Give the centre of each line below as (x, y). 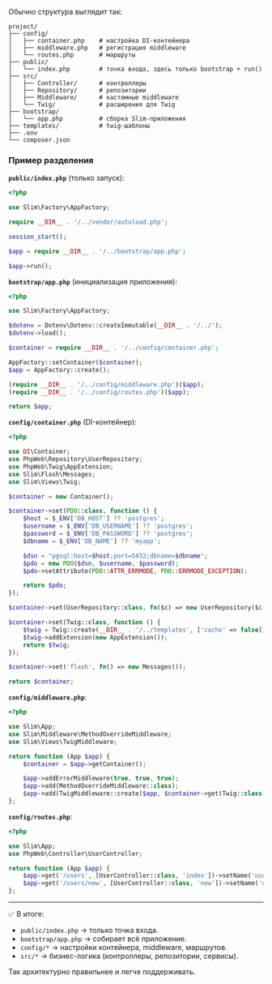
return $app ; (30, 407)
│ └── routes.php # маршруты (72, 55)
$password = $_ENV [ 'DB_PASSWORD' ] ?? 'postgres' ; (108, 534)
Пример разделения (51, 160)
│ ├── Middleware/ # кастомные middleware (94, 97)
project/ (23, 27)
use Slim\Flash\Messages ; (52, 474)
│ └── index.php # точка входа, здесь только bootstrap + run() (136, 69)
